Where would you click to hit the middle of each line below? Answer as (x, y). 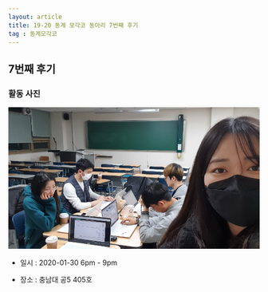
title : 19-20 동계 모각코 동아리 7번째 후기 (73, 25)
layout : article (35, 17)
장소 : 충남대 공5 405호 (56, 279)
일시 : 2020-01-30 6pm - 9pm (69, 262)
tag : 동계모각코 (33, 34)
